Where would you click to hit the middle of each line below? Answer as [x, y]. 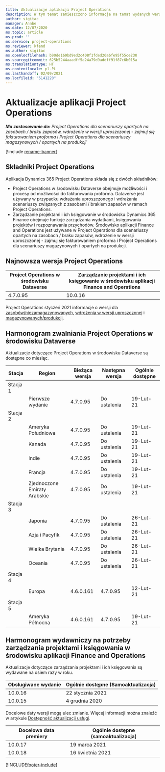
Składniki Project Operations [50, 167]
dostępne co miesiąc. [27, 358]
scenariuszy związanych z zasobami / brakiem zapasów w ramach [80, 204]
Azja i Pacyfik [44, 535]
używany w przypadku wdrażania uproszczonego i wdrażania [75, 199]
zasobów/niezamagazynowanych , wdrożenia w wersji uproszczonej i [75, 313]
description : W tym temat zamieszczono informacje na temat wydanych [78, 14]
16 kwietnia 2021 [90, 752]
